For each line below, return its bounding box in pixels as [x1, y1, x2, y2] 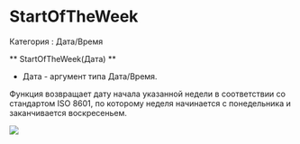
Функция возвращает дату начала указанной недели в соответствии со [9, 88, 286, 99]
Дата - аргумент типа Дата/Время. [22, 70, 158, 82]
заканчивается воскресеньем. [9, 107, 128, 118]
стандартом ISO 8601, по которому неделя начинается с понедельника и [9, 97, 291, 109]
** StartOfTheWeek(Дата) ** [9, 53, 117, 64]
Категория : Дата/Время [9, 36, 104, 47]
